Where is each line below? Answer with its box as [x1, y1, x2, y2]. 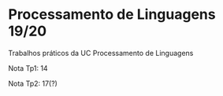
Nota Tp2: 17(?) [8, 79, 58, 88]
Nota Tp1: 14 [8, 63, 49, 72]
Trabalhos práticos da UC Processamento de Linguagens [8, 48, 194, 57]
